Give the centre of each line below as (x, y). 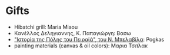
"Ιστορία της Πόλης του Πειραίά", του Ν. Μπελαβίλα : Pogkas (89, 39)
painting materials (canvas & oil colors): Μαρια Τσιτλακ (81, 46)
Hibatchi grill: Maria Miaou (46, 27)
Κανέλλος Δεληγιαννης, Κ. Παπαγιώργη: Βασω (72, 33)
